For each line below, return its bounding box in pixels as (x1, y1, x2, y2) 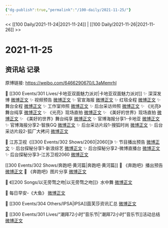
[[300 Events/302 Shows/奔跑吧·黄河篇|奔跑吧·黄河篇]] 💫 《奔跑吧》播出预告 (5, 162, 163, 168)
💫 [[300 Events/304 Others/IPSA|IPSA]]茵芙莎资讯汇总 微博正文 (5, 200, 137, 206)
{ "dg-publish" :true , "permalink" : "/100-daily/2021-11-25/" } (5, 7, 131, 13)
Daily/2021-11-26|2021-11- (101, 21, 155, 27)
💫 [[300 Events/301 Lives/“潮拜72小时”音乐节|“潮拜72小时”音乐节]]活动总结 (5, 211, 160, 217)
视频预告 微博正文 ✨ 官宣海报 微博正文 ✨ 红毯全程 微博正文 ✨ (34, 97, 161, 103)
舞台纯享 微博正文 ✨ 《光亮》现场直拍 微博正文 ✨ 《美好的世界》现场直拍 (5, 109, 156, 115)
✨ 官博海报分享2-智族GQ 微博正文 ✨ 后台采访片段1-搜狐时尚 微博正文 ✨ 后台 (5, 122, 163, 128)
